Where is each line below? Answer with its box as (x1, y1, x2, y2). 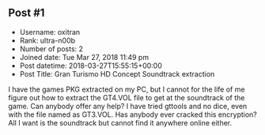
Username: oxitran (19, 27, 81, 36)
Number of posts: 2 (19, 43, 84, 54)
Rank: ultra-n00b (19, 36, 76, 45)
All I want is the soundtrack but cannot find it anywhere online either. (8, 118, 233, 127)
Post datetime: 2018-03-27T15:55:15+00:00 (19, 61, 162, 70)
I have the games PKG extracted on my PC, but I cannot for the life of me (8, 84, 245, 94)
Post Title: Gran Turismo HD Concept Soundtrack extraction (19, 69, 215, 78)
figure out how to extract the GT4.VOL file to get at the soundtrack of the (8, 92, 245, 102)
